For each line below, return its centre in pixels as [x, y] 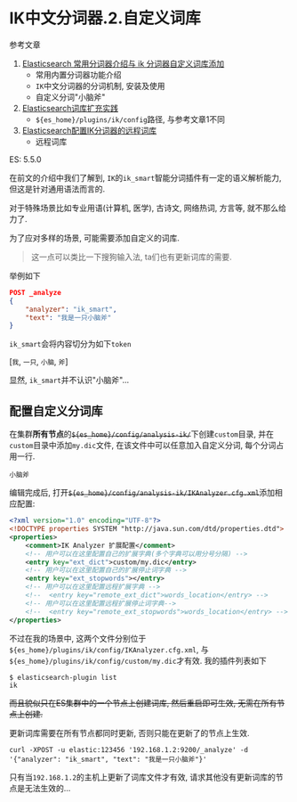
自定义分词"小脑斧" [70, 97]
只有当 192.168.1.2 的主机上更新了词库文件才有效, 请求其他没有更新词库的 [142, 777]
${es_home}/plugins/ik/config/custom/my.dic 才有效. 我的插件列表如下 [138, 660]
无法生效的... [48, 788]
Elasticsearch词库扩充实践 [70, 108]
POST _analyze [36, 292]
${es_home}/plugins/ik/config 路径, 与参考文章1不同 [130, 119]
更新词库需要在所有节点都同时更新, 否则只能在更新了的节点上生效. [130, 732]
